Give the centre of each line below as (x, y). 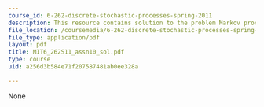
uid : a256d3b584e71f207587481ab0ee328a (73, 67)
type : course (29, 60)
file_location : (33, 30)
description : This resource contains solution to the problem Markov (125, 23)
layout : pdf (27, 45)
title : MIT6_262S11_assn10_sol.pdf (66, 52)
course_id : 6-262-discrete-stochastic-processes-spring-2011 (110, 15)
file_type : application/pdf (54, 37)
